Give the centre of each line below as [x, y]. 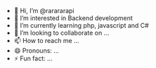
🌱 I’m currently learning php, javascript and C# [81, 25]
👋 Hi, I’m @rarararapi [44, 11]
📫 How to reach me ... [46, 41]
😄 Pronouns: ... [37, 51]
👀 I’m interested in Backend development [73, 18]
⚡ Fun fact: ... [33, 58]
